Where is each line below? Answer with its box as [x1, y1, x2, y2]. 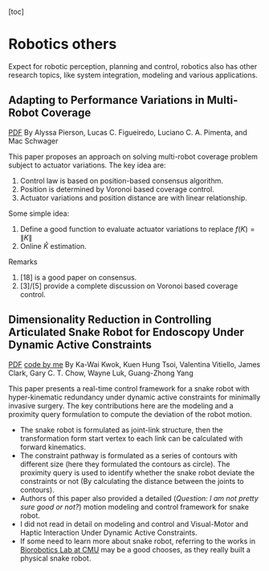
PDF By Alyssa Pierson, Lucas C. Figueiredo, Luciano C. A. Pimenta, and [8, 127, 247, 137]
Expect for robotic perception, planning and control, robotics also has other [8, 61, 258, 71]
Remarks [8, 257, 38, 267]
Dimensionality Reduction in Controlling [8, 313, 212, 327]
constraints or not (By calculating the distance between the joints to [19, 476, 244, 486]
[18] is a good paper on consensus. [19, 272, 137, 282]
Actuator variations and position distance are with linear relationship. [19, 192, 247, 202]
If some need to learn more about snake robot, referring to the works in [19, 536, 256, 546]
